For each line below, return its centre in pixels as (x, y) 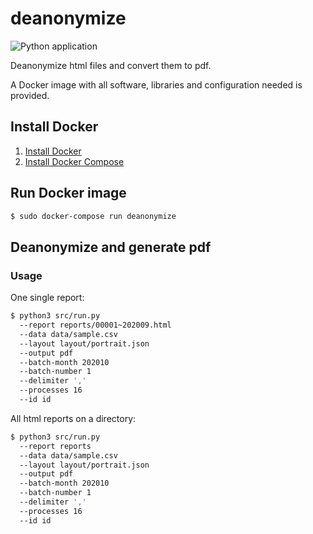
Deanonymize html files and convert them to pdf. (111, 65)
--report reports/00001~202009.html (95, 325)
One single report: (47, 298)
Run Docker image (68, 193)
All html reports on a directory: (73, 418)
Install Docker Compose (74, 161)
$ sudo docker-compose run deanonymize (93, 216)
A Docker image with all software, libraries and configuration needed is (156, 84)
